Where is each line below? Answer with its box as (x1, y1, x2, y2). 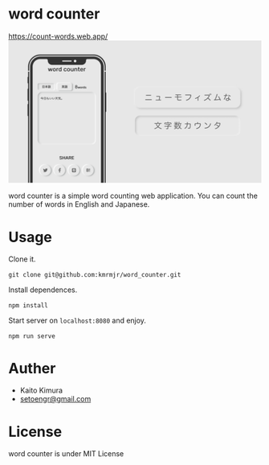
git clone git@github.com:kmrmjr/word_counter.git (8, 271, 181, 279)
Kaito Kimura (19, 385, 63, 395)
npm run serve (8, 332, 56, 340)
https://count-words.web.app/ (8, 31, 108, 41)
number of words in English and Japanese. (8, 200, 150, 209)
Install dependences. (8, 285, 78, 294)
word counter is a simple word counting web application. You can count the (8, 191, 259, 201)
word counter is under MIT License (8, 449, 124, 459)
